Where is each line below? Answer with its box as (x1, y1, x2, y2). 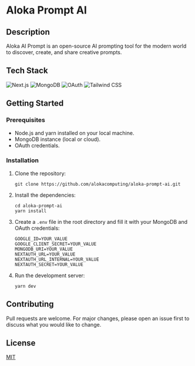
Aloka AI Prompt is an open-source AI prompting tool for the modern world (6, 42, 187, 49)
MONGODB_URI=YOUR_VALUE (14, 246, 73, 252)
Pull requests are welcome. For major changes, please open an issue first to (6, 315, 190, 322)
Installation (6, 156, 39, 164)
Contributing (6, 299, 54, 309)
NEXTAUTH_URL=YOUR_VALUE (14, 251, 76, 257)
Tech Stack (6, 66, 48, 76)
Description (6, 27, 50, 37)
